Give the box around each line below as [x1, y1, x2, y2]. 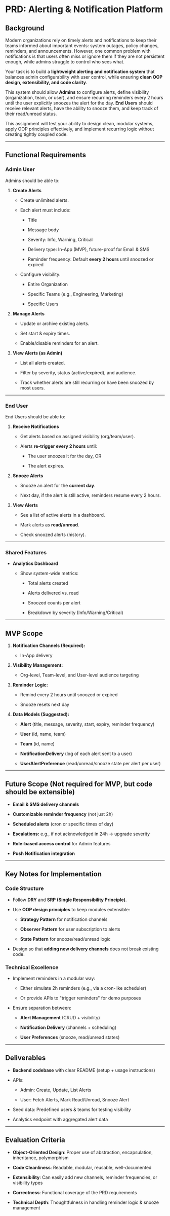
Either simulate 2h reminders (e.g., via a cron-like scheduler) [20, 985, 147, 991]
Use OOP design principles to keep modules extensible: [12, 906, 131, 912]
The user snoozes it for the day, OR [27, 453, 102, 459]
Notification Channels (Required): [12, 642, 86, 649]
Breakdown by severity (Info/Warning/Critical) [27, 610, 123, 616]
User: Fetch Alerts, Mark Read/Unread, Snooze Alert [20, 1096, 130, 1102]
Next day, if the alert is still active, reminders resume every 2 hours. [20, 492, 161, 498]
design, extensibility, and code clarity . [5, 80, 88, 85]
